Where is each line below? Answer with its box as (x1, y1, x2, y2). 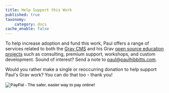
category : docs (14, 21, 47, 27)
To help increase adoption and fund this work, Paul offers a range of (5, 40, 150, 46)
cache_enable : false (5, 26, 50, 32)
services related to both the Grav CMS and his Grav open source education (5, 46, 164, 52)
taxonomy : (5, 17, 27, 22)
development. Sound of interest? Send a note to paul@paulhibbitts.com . (5, 56, 157, 63)
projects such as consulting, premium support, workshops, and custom (5, 51, 156, 57)
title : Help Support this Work (5, 7, 72, 13)
